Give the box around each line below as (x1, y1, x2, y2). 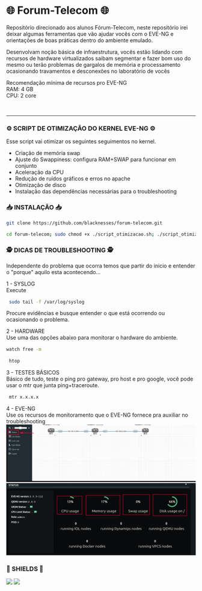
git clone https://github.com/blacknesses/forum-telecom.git (6, 220, 163, 226)
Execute (6, 286, 26, 293)
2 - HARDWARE (6, 328, 45, 335)
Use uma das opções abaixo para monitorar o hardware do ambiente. (6, 334, 179, 341)
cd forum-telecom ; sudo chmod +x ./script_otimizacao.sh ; (6, 231, 155, 237)
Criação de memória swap (14, 150, 81, 157)
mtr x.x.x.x (8, 394, 39, 400)
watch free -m (6, 346, 42, 352)
